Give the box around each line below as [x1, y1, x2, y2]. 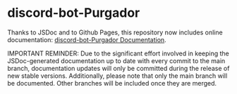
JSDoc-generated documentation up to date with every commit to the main [7, 56, 226, 65]
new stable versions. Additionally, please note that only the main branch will [7, 72, 228, 80]
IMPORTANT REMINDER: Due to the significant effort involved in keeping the [7, 49, 229, 58]
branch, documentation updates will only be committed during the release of [7, 64, 230, 72]
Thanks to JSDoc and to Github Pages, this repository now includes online [7, 28, 224, 36]
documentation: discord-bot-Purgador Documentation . [7, 35, 167, 43]
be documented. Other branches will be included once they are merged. [7, 79, 217, 87]
